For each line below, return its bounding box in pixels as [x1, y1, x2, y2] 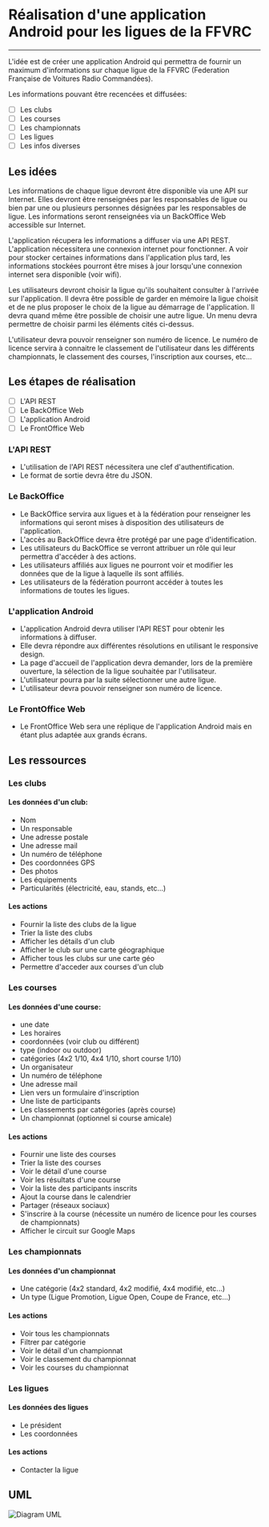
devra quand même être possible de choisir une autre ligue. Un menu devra [8, 311, 258, 321]
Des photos [19, 866, 58, 875]
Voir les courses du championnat [19, 1363, 129, 1372]
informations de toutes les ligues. [19, 585, 130, 595]
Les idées [8, 164, 58, 178]
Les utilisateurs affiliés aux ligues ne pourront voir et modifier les [19, 559, 234, 570]
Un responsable [19, 823, 73, 833]
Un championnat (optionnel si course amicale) [19, 1113, 172, 1123]
